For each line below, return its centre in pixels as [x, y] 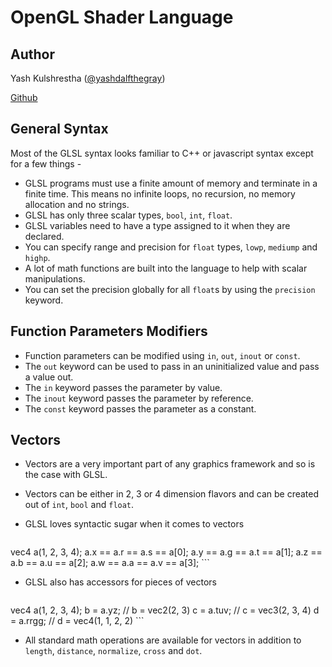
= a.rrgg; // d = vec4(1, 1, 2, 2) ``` [77, 621]
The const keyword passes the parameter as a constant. [140, 408]
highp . [37, 257]
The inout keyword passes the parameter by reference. [139, 398]
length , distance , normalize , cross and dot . [113, 651]
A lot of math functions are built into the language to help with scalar [166, 268]
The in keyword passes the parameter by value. [123, 387]
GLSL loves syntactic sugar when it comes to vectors [134, 524]
